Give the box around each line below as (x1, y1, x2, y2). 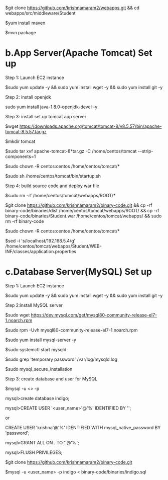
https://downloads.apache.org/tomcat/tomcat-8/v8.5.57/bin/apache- (19, 123, 162, 129)
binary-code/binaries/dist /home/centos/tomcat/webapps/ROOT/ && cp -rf (5, 207, 159, 213)
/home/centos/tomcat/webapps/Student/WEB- (5, 243, 102, 249)
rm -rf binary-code (5, 218, 44, 224)
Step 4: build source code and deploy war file (5, 183, 99, 189)
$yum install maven (5, 20, 46, 26)
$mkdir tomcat (5, 138, 36, 144)
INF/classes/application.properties (5, 248, 77, 254)
